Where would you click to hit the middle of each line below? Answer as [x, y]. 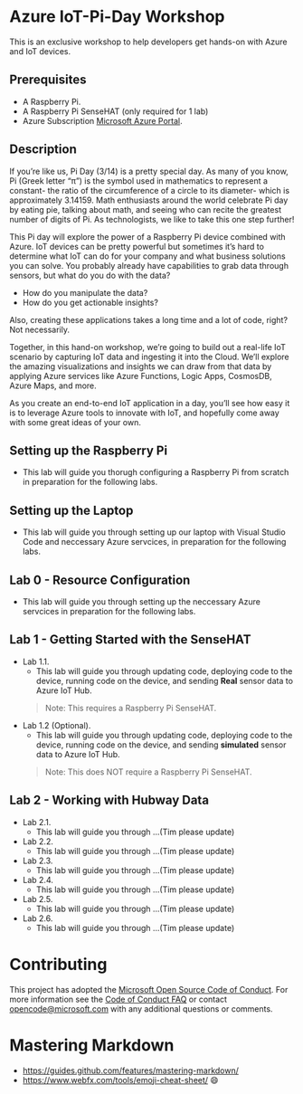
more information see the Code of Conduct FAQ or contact [118, 999]
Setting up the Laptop [71, 510]
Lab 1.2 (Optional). [57, 725]
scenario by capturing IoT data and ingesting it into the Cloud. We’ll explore [149, 357]
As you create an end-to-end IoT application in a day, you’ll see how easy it [150, 403]
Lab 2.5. [38, 899]
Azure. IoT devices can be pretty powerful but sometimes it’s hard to [137, 246]
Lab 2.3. [38, 861]
